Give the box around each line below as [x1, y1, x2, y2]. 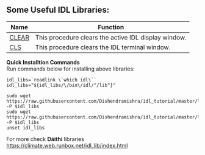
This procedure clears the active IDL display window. [35, 33, 187, 41]
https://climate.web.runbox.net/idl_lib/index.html [6, 142, 128, 149]
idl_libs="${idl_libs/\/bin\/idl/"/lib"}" [6, 82, 116, 88]
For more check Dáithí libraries [6, 135, 84, 142]
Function [97, 22, 124, 31]
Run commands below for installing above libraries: [6, 65, 135, 72]
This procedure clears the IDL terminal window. [35, 43, 171, 51]
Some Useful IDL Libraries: [6, 5, 110, 15]
